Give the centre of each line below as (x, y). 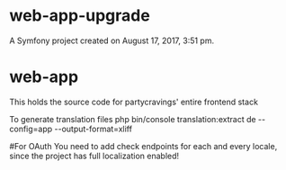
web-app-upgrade (80, 16)
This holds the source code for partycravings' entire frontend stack (134, 102)
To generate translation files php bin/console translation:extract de (133, 119)
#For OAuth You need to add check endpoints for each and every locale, (143, 146)
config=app (31, 129)
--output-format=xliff (94, 129)
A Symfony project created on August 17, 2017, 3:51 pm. (112, 40)
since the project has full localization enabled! (94, 156)
